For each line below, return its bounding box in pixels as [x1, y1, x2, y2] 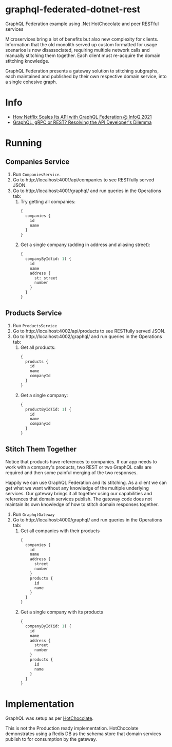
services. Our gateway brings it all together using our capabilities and [5, 490, 152, 496]
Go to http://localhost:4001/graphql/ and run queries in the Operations [12, 188, 162, 194]
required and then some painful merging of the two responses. [5, 469, 138, 476]
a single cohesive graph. [5, 79, 58, 85]
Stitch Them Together [5, 445, 77, 454]
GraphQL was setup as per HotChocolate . [5, 715, 94, 721]
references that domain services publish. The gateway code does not [5, 496, 152, 502]
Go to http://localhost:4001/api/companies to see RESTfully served [12, 176, 155, 183]
